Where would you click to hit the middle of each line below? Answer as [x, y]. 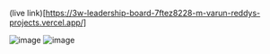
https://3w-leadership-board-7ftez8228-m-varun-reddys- [153, 13]
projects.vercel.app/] [48, 22]
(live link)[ [28, 13]
